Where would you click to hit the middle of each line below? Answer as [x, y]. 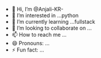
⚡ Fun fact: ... [28, 50]
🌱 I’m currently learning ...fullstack [53, 22]
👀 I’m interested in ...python [45, 15]
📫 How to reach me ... [39, 35]
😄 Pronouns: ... [31, 43]
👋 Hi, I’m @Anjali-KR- [38, 9]
